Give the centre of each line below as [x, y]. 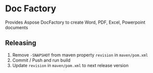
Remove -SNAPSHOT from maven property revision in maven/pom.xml [80, 55]
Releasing [21, 43]
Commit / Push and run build [41, 60]
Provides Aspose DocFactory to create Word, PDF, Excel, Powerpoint [75, 22]
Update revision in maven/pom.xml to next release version [70, 65]
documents [17, 27]
